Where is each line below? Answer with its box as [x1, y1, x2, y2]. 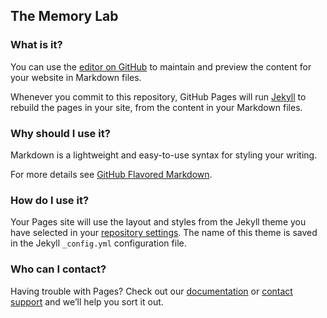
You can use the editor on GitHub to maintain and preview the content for [10, 60, 312, 73]
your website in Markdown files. [10, 71, 142, 83]
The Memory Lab [10, 8, 119, 25]
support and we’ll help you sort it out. [10, 295, 164, 308]
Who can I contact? [10, 262, 107, 276]
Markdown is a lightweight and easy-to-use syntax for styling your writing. [10, 149, 318, 161]
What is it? [10, 38, 63, 52]
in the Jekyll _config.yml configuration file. [10, 237, 187, 249]
